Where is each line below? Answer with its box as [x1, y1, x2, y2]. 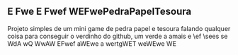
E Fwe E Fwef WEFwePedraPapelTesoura [7, 6, 192, 18]
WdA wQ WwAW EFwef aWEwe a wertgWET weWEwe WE [7, 39, 177, 48]
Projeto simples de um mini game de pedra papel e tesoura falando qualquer [7, 24, 231, 32]
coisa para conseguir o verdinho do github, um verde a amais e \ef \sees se [7, 32, 228, 40]
